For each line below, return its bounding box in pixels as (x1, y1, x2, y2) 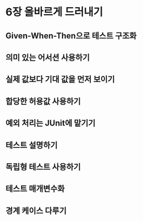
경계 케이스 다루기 (5, 206, 67, 216)
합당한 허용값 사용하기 (5, 96, 81, 106)
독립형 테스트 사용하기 (5, 161, 81, 171)
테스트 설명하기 (5, 140, 58, 150)
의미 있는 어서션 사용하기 (5, 52, 90, 62)
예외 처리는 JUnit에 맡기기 (5, 118, 96, 128)
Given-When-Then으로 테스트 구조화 (5, 31, 137, 41)
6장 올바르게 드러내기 (5, 5, 103, 19)
